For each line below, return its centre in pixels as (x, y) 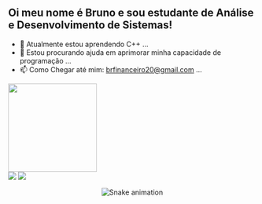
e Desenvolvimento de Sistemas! (90, 25)
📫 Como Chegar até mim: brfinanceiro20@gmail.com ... (111, 69)
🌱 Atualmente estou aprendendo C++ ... (84, 44)
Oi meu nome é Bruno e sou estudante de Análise (131, 13)
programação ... (46, 60)
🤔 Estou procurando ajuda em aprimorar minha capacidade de (120, 52)
